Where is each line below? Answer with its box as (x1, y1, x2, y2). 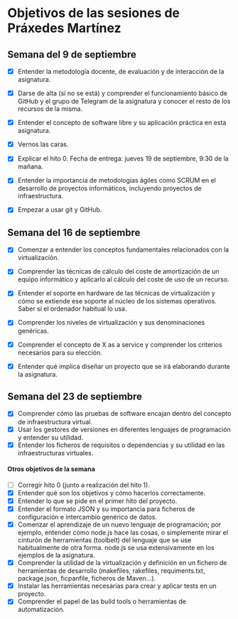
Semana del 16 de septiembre (7, 226, 141, 239)
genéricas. (17, 326, 50, 335)
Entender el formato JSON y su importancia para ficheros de (17, 505, 195, 513)
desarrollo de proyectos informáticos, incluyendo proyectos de (17, 184, 202, 193)
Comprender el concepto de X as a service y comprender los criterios (17, 340, 222, 349)
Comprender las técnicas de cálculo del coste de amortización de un (17, 267, 220, 276)
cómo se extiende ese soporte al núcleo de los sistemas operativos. (17, 297, 217, 306)
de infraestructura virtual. (17, 417, 92, 426)
